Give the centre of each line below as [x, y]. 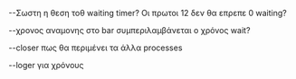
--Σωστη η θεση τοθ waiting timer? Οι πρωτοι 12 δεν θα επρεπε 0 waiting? [148, 13]
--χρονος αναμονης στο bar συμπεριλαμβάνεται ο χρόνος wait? [129, 30]
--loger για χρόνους [46, 65]
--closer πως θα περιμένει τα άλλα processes [95, 48]
